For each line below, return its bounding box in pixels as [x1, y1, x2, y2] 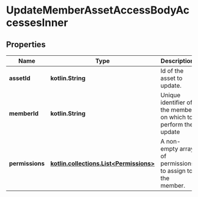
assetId [9, 74, 31, 82]
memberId [9, 109, 39, 118]
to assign [160, 167, 186, 175]
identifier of [160, 98, 193, 106]
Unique [160, 91, 181, 99]
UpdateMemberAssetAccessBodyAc [6, 4, 190, 17]
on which [160, 113, 186, 121]
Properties [6, 39, 46, 49]
